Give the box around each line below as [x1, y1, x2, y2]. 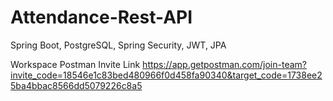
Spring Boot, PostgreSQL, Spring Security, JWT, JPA [10, 39, 227, 51]
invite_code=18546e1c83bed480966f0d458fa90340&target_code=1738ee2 [10, 69, 323, 81]
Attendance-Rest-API [10, 6, 193, 29]
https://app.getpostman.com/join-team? [142, 58, 307, 70]
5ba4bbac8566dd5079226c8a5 [10, 79, 143, 91]
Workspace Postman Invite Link [10, 58, 141, 70]
